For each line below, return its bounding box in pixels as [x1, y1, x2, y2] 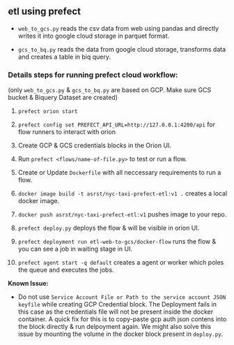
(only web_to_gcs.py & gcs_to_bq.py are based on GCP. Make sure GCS [8, 86, 212, 94]
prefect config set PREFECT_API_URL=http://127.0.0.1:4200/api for [17, 120, 215, 129]
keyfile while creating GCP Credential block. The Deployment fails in [17, 300, 217, 309]
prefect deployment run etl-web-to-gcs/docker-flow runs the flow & [17, 237, 217, 246]
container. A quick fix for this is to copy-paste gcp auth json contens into [17, 315, 227, 323]
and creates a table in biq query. [17, 52, 111, 61]
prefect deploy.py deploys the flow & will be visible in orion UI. [17, 223, 200, 233]
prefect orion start [17, 108, 78, 115]
